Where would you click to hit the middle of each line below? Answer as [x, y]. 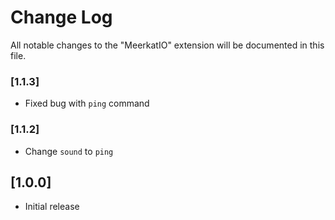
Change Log [61, 17]
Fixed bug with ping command [87, 103]
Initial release [52, 207]
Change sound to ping [69, 151]
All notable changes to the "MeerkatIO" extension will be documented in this [167, 45]
